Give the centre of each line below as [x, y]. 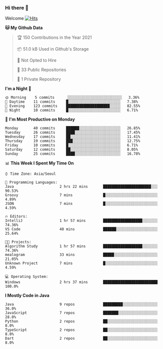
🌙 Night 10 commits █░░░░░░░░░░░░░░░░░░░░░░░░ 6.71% [72, 110]
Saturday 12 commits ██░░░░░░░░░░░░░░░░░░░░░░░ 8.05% [72, 150]
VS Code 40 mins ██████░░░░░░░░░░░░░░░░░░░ [81, 229]
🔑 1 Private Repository [39, 79]
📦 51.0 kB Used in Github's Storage [53, 49]
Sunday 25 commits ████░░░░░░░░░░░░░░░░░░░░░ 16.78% [72, 154]
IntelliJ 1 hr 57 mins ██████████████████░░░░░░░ [81, 221]
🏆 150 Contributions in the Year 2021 [54, 37]
